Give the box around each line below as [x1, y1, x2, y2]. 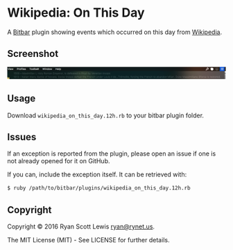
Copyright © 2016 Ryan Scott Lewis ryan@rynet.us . [7, 222, 155, 231]
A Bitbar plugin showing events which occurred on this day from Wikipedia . [7, 28, 223, 36]
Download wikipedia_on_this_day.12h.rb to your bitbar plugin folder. [7, 111, 205, 119]
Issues [7, 131, 37, 143]
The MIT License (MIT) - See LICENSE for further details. [7, 236, 170, 244]
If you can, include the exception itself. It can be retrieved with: [7, 170, 187, 178]
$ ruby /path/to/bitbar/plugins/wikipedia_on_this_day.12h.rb [7, 185, 191, 192]
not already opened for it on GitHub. [7, 157, 110, 165]
